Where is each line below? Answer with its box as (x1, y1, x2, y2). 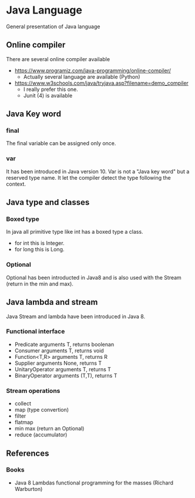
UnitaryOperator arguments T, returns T (14, 365, 112, 373)
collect (14, 400, 31, 407)
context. (6, 180, 26, 187)
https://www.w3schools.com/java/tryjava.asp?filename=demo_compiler (14, 79, 189, 86)
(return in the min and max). (6, 280, 73, 287)
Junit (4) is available (23, 92, 73, 99)
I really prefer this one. (23, 86, 78, 93)
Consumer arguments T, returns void (14, 347, 104, 354)
